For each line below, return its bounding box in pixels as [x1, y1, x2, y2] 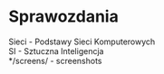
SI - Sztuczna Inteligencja [8, 45, 104, 56]
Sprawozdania [8, 6, 119, 27]
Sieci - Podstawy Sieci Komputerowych [8, 36, 156, 47]
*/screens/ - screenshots [8, 55, 102, 66]
